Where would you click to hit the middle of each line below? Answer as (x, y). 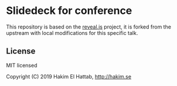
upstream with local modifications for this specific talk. (72, 33)
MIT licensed (22, 65)
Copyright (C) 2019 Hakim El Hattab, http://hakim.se (69, 76)
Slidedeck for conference (69, 11)
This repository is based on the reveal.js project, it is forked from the (89, 27)
